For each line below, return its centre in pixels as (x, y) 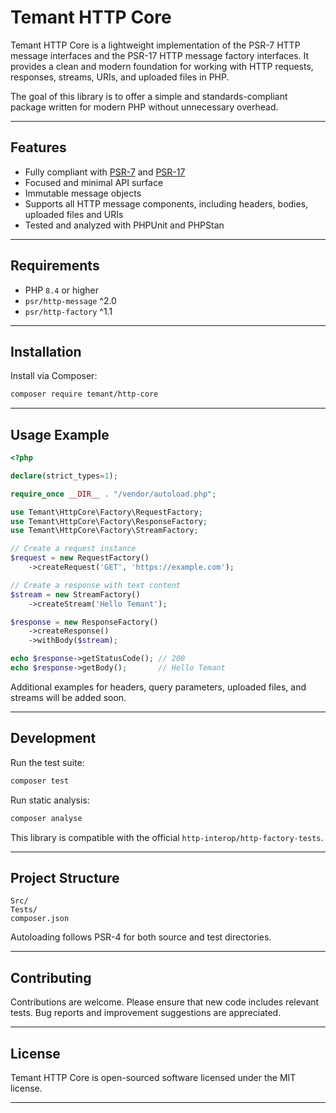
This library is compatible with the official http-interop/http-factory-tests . (167, 837)
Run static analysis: (50, 800)
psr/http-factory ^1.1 (68, 311)
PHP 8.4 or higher (62, 290)
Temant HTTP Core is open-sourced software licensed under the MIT (153, 1077)
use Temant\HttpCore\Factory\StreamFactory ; (104, 531)
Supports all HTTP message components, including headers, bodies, (166, 203)
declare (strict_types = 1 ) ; (64, 476)
